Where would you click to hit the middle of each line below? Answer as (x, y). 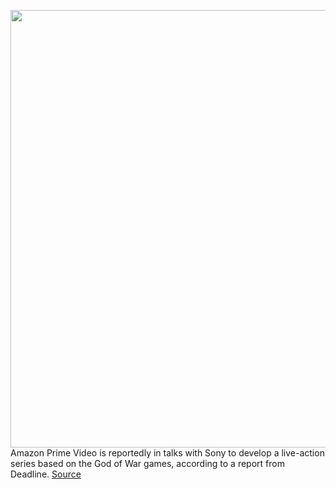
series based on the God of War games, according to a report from (147, 463)
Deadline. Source (46, 474)
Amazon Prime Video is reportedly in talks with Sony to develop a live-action (167, 453)
